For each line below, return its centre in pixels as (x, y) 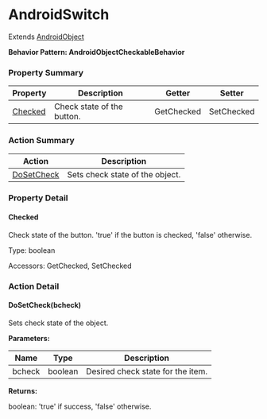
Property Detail (39, 198)
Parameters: (29, 338)
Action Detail (34, 286)
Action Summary (41, 141)
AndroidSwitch (59, 15)
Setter (232, 93)
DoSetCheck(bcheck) (45, 305)
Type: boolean (32, 250)
